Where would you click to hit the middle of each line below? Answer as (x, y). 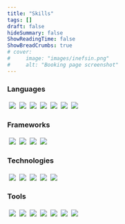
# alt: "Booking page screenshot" (63, 65)
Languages (27, 89)
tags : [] (20, 20)
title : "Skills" (30, 13)
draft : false (26, 26)
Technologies (30, 161)
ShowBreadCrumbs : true (40, 45)
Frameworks (29, 125)
